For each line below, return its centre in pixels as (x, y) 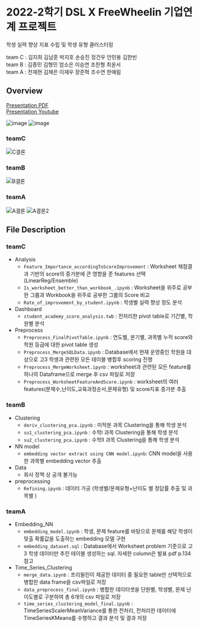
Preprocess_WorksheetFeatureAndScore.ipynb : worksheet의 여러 (101, 382)
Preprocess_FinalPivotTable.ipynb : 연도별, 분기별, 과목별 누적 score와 (108, 337)
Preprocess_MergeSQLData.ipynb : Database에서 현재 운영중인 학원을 (104, 352)
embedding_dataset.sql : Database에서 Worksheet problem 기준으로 (105, 546)
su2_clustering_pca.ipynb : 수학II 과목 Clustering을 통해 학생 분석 (101, 440)
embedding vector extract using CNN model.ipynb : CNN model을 (102, 453)
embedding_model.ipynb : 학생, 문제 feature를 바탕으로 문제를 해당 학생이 (108, 531)
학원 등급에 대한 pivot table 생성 (61, 345)
